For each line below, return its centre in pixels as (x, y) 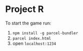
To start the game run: (28, 23)
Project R (25, 9)
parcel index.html (32, 38)
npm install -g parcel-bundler (45, 33)
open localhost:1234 (34, 43)
